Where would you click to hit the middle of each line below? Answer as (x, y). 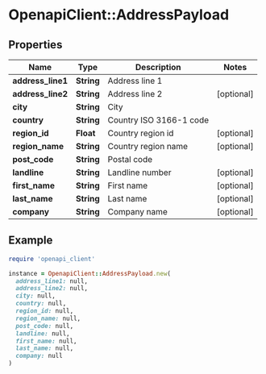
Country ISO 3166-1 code (158, 120)
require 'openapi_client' (52, 259)
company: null (39, 356)
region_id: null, (45, 311)
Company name (137, 212)
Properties (35, 45)
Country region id (141, 133)
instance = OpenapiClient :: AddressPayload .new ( (90, 273)
